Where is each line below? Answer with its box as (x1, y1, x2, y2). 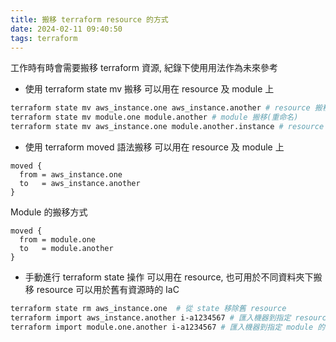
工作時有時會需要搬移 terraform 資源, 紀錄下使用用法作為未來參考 (10, 62, 278, 74)
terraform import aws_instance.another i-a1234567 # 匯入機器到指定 (10, 312, 292, 323)
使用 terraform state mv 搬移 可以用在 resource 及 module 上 (24, 83, 275, 95)
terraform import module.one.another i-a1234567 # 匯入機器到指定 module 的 (10, 322, 326, 332)
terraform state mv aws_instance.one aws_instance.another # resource (10, 103, 311, 113)
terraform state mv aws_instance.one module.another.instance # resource (10, 122, 325, 132)
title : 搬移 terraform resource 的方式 (10, 14, 169, 25)
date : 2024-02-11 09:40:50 (10, 24, 123, 34)
